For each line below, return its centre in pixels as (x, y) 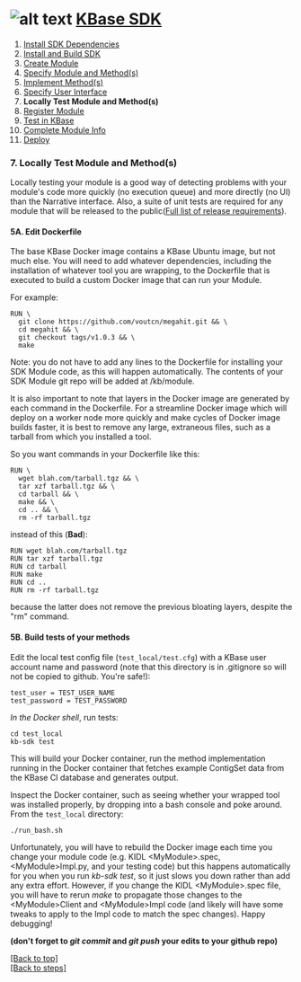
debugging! (31, 923)
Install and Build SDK (62, 53)
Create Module (51, 63)
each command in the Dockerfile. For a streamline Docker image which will (149, 408)
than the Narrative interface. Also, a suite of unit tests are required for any (147, 201)
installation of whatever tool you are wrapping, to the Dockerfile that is (140, 270)
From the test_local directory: (67, 814)
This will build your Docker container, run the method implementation (138, 758)
